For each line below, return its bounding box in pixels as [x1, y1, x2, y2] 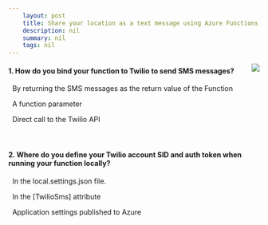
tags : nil [22, 41, 56, 49]
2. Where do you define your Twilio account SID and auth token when [8, 149, 242, 160]
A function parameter [11, 99, 82, 109]
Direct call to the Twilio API [11, 115, 101, 124]
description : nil [22, 26, 81, 34]
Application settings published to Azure [11, 207, 142, 216]
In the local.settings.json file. [11, 176, 106, 186]
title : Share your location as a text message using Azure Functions [22, 19, 259, 27]
